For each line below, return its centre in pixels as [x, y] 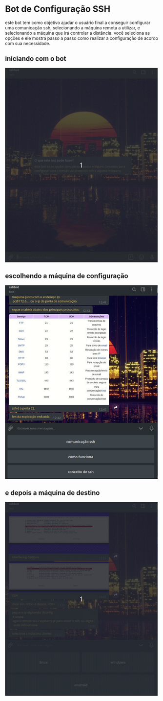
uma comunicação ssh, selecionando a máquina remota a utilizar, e [72, 27]
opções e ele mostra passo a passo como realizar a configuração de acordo [82, 38]
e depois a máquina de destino [52, 493]
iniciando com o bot [36, 59]
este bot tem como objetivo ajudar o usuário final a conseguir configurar [78, 23]
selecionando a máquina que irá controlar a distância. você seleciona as [78, 33]
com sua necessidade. [28, 43]
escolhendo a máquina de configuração [67, 276]
